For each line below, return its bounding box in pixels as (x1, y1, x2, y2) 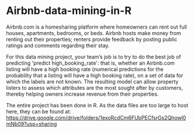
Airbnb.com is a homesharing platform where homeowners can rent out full (6, 23, 187, 30)
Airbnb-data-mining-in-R (6, 4, 131, 17)
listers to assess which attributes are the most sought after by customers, (6, 84, 183, 91)
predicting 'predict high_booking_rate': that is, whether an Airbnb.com (6, 60, 175, 66)
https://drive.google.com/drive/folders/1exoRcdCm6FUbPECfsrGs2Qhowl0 (6, 114, 186, 121)
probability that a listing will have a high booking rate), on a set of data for (6, 72, 183, 79)
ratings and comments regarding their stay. (6, 42, 110, 49)
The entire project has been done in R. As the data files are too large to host (6, 101, 189, 108)
